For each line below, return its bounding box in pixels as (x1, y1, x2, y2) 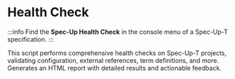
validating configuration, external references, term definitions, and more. (7, 56, 219, 64)
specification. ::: (7, 35, 55, 43)
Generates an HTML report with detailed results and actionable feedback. (7, 63, 222, 72)
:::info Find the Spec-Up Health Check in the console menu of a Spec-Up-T (7, 28, 229, 36)
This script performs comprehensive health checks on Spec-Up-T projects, (7, 49, 227, 57)
